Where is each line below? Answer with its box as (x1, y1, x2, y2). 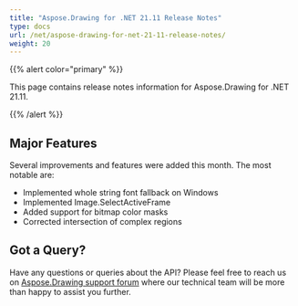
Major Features (9, 135, 98, 151)
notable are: (9, 170, 55, 181)
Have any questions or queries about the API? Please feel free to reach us (9, 267, 287, 278)
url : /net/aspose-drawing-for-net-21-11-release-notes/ (9, 30, 226, 39)
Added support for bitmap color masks (22, 206, 169, 217)
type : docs (9, 22, 51, 31)
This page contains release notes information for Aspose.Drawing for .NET (9, 81, 290, 92)
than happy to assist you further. (9, 286, 132, 297)
